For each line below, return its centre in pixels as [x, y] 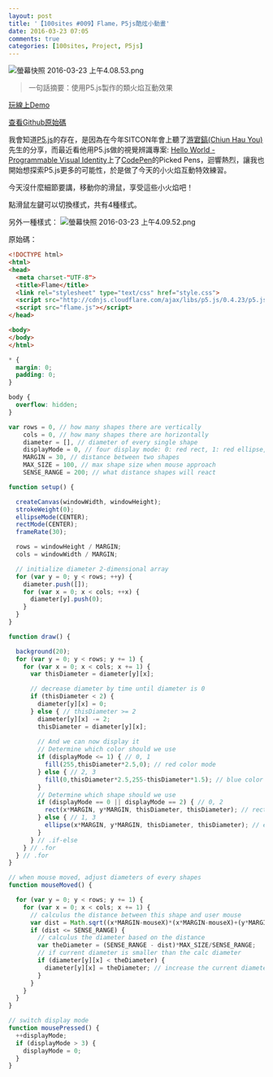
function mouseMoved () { [50, 885]
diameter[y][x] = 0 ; [72, 704]
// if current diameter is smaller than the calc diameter [140, 953]
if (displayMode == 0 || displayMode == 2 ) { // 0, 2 [130, 803]
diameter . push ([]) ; [56, 584]
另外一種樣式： [33, 222]
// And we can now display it [89, 742]
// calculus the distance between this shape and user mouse [136, 915]
